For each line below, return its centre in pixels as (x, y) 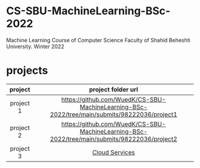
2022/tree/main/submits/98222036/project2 (113, 139)
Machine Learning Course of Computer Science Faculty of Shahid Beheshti (98, 40)
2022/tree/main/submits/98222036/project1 (113, 114)
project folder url (114, 89)
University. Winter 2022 (35, 46)
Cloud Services (113, 152)
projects (27, 71)
